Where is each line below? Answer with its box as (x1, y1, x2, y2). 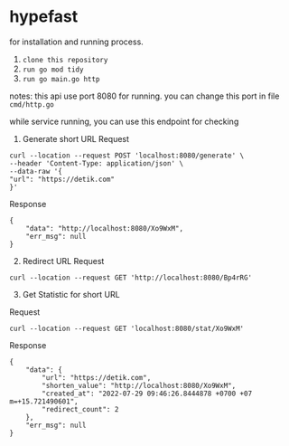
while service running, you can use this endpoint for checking (9, 116, 239, 127)
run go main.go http (22, 74, 100, 83)
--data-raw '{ (9, 166, 63, 176)
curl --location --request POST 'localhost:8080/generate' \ (9, 151, 245, 160)
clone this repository (22, 55, 108, 64)
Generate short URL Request (22, 133, 129, 144)
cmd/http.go (9, 100, 54, 109)
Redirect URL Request (22, 255, 105, 266)
